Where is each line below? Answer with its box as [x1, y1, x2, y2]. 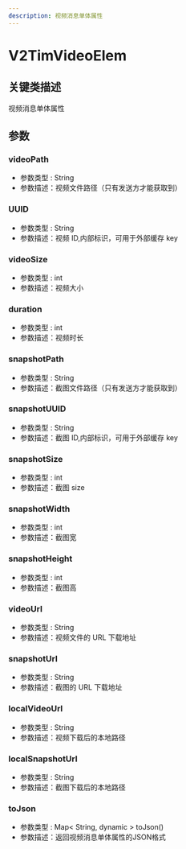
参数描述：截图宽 [19, 533, 77, 542]
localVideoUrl [8, 703, 63, 715]
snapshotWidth [8, 504, 71, 515]
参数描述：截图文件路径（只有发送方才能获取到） [19, 383, 182, 393]
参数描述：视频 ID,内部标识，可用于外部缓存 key [19, 233, 179, 242]
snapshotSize [8, 453, 63, 464]
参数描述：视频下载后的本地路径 [19, 732, 126, 742]
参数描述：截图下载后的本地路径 [19, 782, 126, 792]
